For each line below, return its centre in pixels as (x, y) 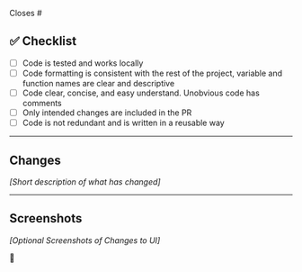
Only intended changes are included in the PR (107, 113)
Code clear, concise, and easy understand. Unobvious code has (141, 93)
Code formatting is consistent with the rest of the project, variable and (152, 73)
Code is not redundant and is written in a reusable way (123, 123)
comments (42, 103)
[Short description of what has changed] (85, 181)
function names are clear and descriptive (98, 83)
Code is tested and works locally (83, 63)
